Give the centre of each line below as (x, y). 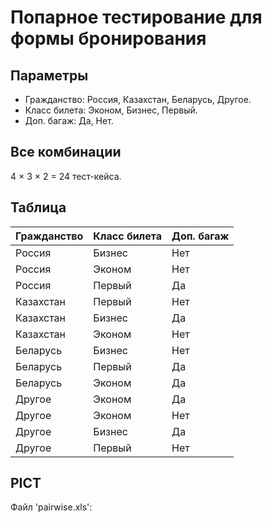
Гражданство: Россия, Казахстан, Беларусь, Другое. (138, 99)
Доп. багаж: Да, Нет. (69, 120)
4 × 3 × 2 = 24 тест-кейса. (66, 176)
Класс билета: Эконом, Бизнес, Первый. (111, 110)
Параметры (49, 75)
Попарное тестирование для (136, 17)
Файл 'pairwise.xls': (51, 507)
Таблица (38, 207)
